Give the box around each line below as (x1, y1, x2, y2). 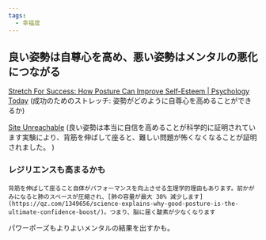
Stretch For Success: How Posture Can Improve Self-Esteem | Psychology (8, 86, 250, 96)
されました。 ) (8, 143, 55, 152)
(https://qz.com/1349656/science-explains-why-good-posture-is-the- (8, 200, 239, 208)
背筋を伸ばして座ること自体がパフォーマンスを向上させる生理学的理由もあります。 (8, 184, 237, 192)
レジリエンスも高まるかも (8, 164, 105, 175)
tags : (8, 11, 26, 20)
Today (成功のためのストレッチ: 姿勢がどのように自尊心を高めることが (8, 96, 238, 105)
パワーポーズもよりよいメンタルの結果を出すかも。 (8, 223, 175, 232)
